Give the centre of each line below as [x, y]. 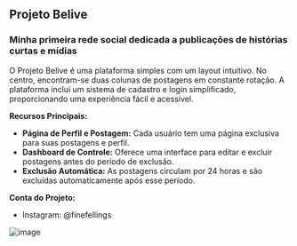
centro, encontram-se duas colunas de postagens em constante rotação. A [147, 80]
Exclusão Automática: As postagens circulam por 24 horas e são [142, 171]
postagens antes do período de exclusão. [98, 161]
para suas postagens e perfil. [76, 142]
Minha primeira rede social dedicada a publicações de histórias [148, 40]
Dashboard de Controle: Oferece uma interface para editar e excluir [147, 152]
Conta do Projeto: [42, 197]
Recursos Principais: [48, 115]
